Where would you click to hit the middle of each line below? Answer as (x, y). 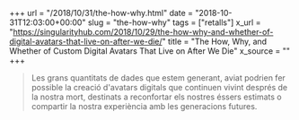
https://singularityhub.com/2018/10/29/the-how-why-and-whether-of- (143, 32)
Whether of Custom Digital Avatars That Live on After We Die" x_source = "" (149, 51)
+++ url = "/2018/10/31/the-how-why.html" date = (101, 13)
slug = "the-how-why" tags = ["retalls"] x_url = (174, 22)
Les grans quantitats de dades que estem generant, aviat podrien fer (158, 78)
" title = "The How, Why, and (215, 41)
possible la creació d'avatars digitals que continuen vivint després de (159, 87)
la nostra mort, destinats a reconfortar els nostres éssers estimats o (156, 97)
